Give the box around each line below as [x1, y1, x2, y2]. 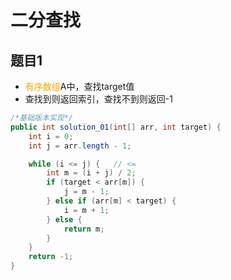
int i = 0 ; [28, 131, 74, 141]
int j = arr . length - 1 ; [28, 141, 132, 151]
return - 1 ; [28, 252, 74, 262]
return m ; [63, 224, 105, 234]
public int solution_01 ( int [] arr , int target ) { [10, 122, 222, 132]
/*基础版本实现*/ [10, 113, 73, 123]
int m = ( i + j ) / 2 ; [46, 168, 137, 178]
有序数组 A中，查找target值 [24, 81, 135, 92]
